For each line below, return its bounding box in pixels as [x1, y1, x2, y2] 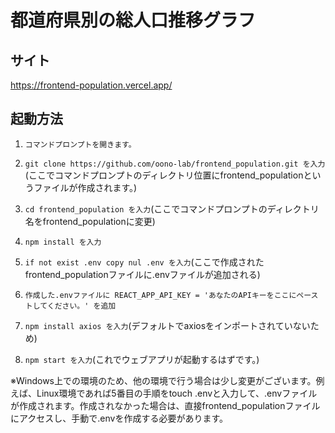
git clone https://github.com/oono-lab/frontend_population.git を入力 [24, 159, 326, 169]
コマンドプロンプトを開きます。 [24, 139, 137, 150]
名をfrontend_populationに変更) [24, 215, 156, 227]
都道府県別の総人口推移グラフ [10, 9, 257, 32]
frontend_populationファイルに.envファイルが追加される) [24, 268, 261, 280]
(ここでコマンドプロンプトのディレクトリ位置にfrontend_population [24, 169, 304, 181]
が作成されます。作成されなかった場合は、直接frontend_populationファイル [10, 399, 321, 411]
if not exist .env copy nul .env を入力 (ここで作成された [24, 256, 265, 268]
